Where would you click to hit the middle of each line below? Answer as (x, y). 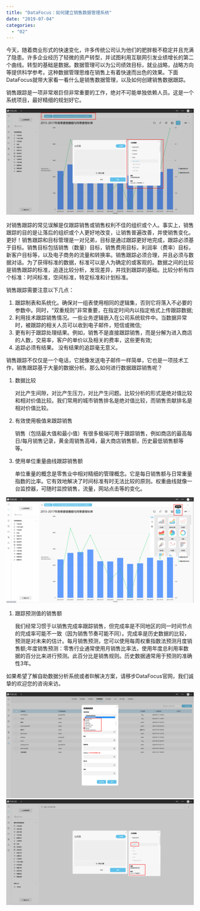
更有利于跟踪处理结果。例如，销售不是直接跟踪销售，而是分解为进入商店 (103, 332)
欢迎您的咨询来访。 (40, 683)
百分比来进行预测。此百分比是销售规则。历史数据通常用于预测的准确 (109, 656)
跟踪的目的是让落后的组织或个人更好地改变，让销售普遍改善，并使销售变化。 (100, 232)
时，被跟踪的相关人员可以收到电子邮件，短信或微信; (78, 325)
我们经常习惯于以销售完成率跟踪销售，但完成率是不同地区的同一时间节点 (103, 626)
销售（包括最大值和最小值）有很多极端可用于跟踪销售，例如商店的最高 (101, 433)
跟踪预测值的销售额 (38, 614)
